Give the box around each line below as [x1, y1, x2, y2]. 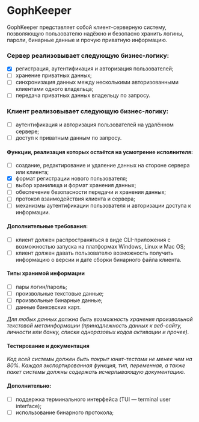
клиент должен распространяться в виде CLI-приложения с [15, 236, 171, 243]
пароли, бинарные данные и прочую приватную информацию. [7, 36, 168, 43]
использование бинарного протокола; [15, 409, 114, 416]
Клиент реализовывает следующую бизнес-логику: [7, 107, 169, 116]
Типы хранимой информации [7, 270, 85, 277]
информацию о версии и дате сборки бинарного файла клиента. [15, 256, 182, 263]
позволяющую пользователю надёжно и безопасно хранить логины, [7, 29, 184, 37]
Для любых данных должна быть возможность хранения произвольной [7, 315, 193, 323]
